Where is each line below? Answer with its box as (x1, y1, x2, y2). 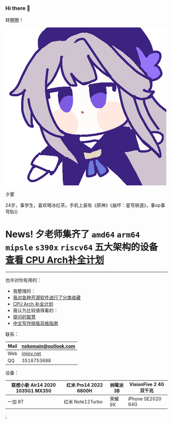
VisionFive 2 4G (129, 381, 165, 387)
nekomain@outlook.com (21, 343, 76, 349)
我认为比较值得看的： (12, 307, 58, 313)
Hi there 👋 (5, 5, 31, 12)
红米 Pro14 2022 (66, 382, 103, 388)
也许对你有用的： (5, 277, 42, 284)
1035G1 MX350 (15, 388, 51, 394)
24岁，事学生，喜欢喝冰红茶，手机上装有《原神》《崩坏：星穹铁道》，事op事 (5, 202, 166, 208)
